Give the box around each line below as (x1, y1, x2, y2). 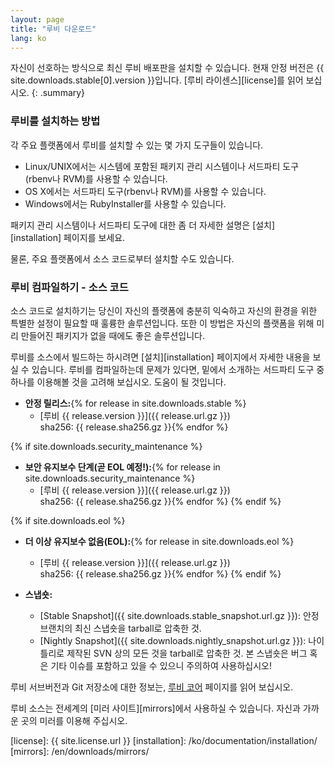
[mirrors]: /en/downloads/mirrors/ (10, 745, 150, 757)
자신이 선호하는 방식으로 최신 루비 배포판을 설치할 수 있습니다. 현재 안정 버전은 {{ (10, 62, 325, 74)
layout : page (10, 14, 65, 25)
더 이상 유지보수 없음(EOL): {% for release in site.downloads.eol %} (24, 535, 295, 547)
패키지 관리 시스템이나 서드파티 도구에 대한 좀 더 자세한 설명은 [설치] (10, 219, 276, 231)
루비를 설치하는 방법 (10, 114, 101, 128)
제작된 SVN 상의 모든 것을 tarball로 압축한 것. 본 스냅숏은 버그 (66, 647, 308, 659)
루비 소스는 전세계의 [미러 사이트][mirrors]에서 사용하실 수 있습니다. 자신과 (10, 702, 301, 714)
